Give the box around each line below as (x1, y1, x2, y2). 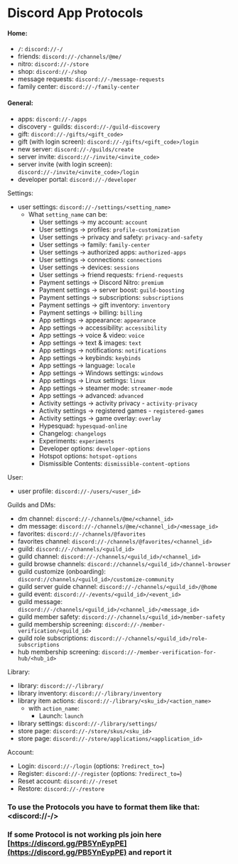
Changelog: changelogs (38, 428, 107, 438)
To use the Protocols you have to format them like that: (7, 801, 200, 811)
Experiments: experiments (38, 436, 115, 445)
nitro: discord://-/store (17, 60, 90, 68)
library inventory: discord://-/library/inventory (17, 688, 162, 697)
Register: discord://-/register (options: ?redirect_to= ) (17, 769, 183, 777)
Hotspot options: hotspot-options (38, 451, 137, 460)
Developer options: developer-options (38, 444, 151, 453)
